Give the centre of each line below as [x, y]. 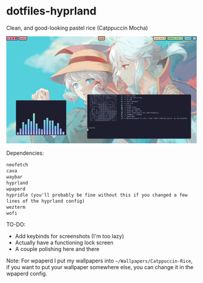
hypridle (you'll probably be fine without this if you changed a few [97, 195]
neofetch [17, 165]
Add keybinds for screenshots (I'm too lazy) [69, 236]
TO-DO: [16, 224]
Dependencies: [25, 153]
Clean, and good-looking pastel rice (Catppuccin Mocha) [77, 28]
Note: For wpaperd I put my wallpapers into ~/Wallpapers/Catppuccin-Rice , [100, 261]
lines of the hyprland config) [46, 201]
